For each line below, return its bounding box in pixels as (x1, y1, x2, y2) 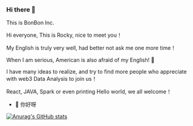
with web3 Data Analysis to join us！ (6, 75, 97, 83)
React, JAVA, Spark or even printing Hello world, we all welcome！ (6, 88, 172, 95)
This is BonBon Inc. (6, 19, 54, 27)
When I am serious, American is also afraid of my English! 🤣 (6, 57, 155, 64)
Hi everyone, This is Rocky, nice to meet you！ (6, 31, 123, 39)
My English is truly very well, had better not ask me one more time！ (6, 45, 177, 52)
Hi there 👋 (6, 5, 36, 14)
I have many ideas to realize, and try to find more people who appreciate (6, 68, 187, 75)
